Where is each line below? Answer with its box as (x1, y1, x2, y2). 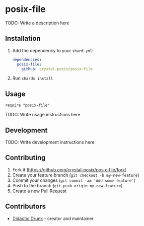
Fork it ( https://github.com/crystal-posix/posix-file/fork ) (12, 166, 127, 172)
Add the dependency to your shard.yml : (12, 47, 94, 53)
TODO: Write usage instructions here (5, 112, 80, 118)
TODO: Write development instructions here (5, 139, 95, 145)
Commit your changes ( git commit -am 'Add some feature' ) (12, 177, 136, 183)
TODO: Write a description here (5, 20, 70, 26)
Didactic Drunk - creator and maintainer (12, 215, 94, 222)
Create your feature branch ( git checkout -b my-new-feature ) (12, 172, 140, 178)
